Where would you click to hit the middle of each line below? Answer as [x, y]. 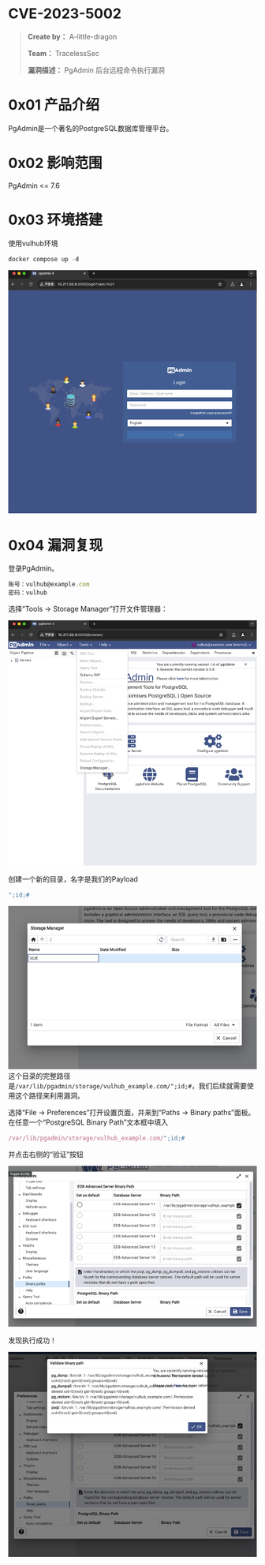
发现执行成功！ [32, 1340]
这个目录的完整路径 [39, 1076]
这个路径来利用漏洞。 [49, 1096]
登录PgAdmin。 [34, 568]
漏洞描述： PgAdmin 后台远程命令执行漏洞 [96, 70]
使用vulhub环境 [33, 243]
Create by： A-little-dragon [72, 36]
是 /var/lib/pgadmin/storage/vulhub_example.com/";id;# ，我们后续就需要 [127, 1086]
